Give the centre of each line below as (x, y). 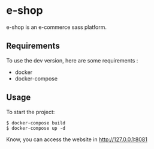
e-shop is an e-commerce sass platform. (56, 27)
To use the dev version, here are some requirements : (72, 60)
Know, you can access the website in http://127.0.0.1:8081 (77, 139)
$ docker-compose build (36, 123)
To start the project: (31, 112)
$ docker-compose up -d (36, 128)
